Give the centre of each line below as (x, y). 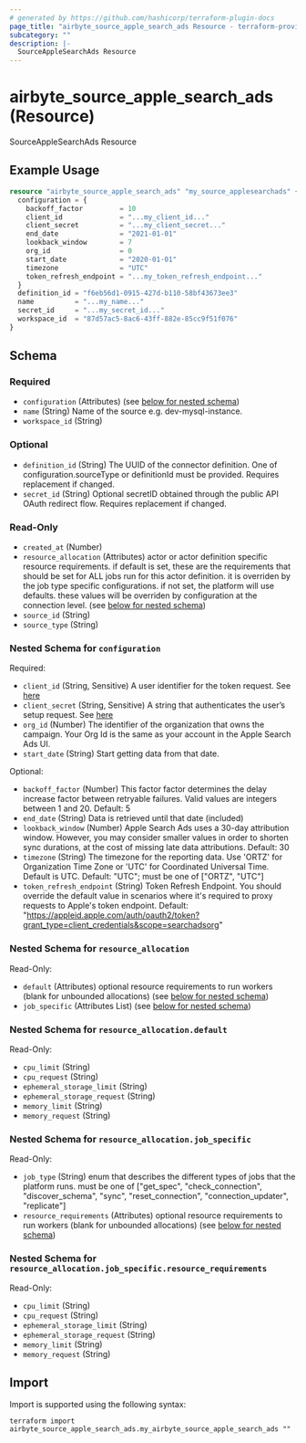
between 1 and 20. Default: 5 (76, 808)
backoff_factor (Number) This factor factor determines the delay (144, 789)
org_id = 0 (79, 251)
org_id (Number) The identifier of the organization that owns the (143, 725)
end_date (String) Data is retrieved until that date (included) (133, 818)
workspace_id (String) (62, 421)
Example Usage (55, 170)
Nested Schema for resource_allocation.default (118, 1029)
